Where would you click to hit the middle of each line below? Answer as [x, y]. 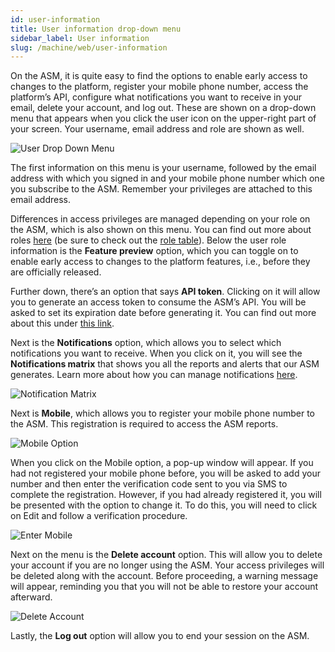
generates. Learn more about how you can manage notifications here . [154, 375]
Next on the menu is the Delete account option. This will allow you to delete [166, 555]
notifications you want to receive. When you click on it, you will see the [156, 353]
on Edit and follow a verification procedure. [99, 516]
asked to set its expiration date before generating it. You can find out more [163, 313]
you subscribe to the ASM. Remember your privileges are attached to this [161, 189]
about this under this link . [62, 323]
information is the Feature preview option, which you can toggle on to [154, 251]
